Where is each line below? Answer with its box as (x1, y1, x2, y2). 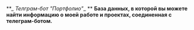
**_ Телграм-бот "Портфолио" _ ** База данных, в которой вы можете (6, 5, 188, 12)
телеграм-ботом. (6, 18, 52, 24)
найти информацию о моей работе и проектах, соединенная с (6, 11, 172, 18)
